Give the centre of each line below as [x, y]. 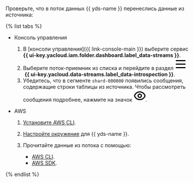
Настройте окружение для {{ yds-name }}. [76, 134]
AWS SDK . [44, 163]
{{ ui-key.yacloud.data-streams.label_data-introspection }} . [100, 74]
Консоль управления [40, 37]
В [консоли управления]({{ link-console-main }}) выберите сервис [106, 49]
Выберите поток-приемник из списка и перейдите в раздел [98, 68]
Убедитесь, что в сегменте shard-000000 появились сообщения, [103, 81]
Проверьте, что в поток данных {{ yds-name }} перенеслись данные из [95, 9]
